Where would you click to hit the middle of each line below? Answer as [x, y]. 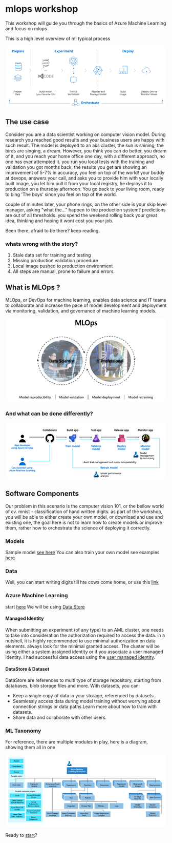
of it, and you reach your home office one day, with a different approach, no [85, 156]
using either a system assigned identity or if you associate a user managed [84, 652]
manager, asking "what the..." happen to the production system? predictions [85, 210]
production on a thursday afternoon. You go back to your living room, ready [85, 189]
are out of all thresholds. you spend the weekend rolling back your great [81, 215]
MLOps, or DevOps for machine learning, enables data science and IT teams [86, 300]
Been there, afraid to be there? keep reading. [52, 230]
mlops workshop [42, 9]
